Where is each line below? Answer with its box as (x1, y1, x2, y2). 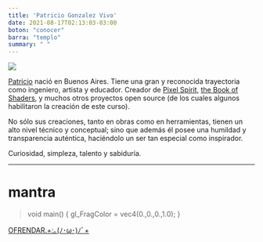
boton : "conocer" (8, 26, 65, 34)
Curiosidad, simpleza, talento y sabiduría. (8, 149, 142, 158)
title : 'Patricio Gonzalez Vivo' (8, 11, 117, 20)
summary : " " (8, 41, 51, 49)
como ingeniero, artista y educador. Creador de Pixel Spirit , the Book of (8, 85, 239, 95)
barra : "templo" (8, 33, 61, 42)
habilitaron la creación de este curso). (8, 102, 131, 111)
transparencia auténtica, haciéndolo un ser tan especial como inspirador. (8, 134, 243, 143)
